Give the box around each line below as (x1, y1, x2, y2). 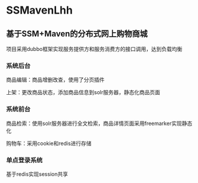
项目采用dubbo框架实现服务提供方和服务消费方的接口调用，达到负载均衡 (6, 46, 183, 52)
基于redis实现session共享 (6, 170, 68, 178)
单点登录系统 (6, 156, 43, 164)
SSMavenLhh (6, 4, 73, 17)
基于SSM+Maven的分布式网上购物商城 (6, 28, 148, 38)
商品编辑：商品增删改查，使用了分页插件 (6, 76, 105, 84)
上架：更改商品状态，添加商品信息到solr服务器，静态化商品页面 (6, 89, 161, 96)
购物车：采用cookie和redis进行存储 (6, 140, 92, 147)
